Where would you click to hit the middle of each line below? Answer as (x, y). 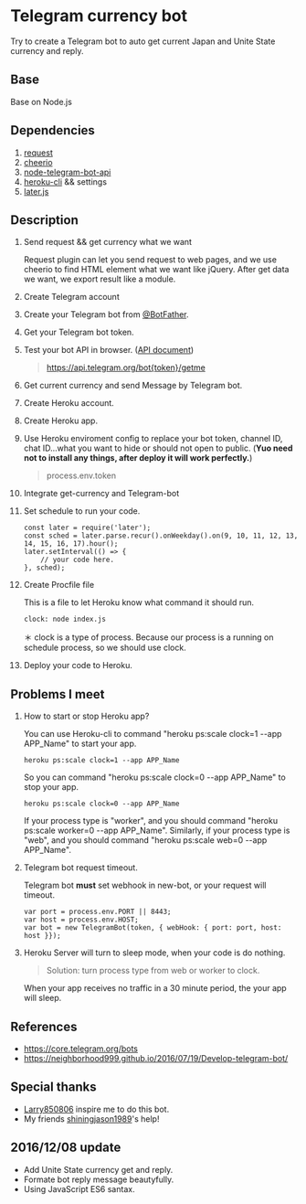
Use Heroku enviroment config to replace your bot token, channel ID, (153, 439)
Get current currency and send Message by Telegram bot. (133, 386)
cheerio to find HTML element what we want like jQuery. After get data (156, 270)
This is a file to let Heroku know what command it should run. (139, 602)
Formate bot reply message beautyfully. (99, 1179)
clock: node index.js (64, 619)
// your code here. (78, 560)
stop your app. (51, 787)
